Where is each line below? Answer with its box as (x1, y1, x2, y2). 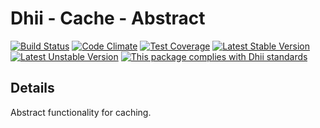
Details (10, 80, 55, 97)
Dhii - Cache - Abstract (10, 7, 206, 30)
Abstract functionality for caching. (10, 106, 152, 118)
